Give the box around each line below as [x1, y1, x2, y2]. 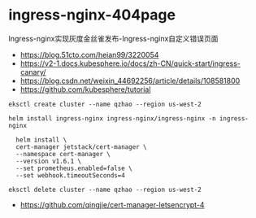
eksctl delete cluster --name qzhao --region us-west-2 [8, 185, 202, 194]
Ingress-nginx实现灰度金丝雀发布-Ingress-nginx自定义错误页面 [8, 33, 219, 43]
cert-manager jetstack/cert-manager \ [15, 142, 148, 151]
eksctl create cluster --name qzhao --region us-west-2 [8, 100, 202, 108]
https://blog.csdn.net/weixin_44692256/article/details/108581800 [20, 76, 241, 85]
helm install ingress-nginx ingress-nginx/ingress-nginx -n [8, 114, 217, 123]
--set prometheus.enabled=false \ [15, 164, 132, 172]
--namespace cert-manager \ [15, 150, 111, 158]
